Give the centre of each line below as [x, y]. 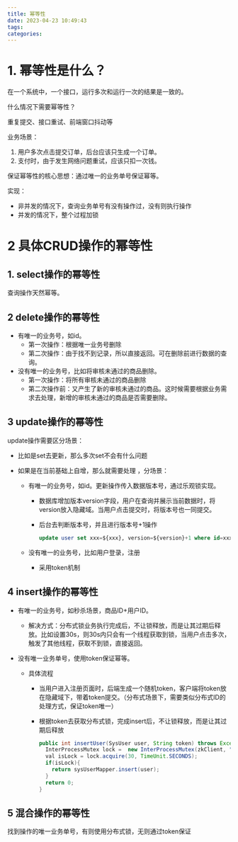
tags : [15, 27]
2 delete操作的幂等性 [54, 317]
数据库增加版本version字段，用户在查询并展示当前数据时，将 [127, 501]
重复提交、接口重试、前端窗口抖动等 [60, 122]
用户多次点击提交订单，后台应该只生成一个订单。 [89, 152]
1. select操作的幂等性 [54, 274]
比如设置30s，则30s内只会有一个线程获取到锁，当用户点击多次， [136, 634]
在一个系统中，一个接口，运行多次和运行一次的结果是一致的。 [97, 92]
